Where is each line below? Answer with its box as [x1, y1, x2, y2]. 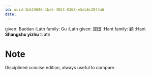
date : [5, 12, 16, 17]
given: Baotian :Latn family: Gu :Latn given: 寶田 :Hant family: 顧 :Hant [5, 25, 146, 32]
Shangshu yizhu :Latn [5, 31, 51, 37]
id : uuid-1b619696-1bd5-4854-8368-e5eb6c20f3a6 [5, 7, 105, 12]
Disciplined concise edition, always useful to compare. [5, 65, 116, 71]
